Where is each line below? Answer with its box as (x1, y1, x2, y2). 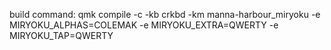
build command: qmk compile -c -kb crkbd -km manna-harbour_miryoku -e (9, 9, 321, 20)
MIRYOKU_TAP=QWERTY (9, 30, 114, 41)
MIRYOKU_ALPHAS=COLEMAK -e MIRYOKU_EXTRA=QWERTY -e (9, 19, 279, 31)
